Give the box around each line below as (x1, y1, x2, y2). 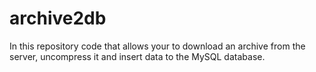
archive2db (9, 7, 107, 30)
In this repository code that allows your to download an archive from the (9, 40, 306, 52)
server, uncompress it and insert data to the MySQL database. (9, 50, 266, 62)
